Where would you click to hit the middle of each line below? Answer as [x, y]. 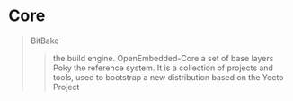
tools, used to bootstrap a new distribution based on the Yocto [168, 77]
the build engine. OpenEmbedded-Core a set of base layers [163, 58]
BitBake [44, 41]
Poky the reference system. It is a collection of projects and [163, 68]
